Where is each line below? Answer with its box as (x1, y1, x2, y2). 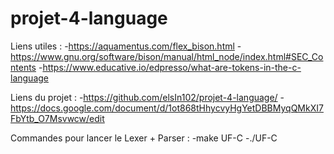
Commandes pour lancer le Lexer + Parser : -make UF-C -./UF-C (10, 132, 278, 144)
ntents (10, 61, 37, 73)
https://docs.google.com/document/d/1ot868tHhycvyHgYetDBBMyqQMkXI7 (10, 102, 324, 114)
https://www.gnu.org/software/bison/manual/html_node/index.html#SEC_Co (10, 50, 324, 62)
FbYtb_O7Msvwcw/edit (10, 112, 105, 124)
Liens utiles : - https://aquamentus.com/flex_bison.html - (10, 40, 242, 52)
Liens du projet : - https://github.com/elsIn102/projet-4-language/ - (10, 91, 285, 103)
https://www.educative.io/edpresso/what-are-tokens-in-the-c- (42, 61, 302, 73)
